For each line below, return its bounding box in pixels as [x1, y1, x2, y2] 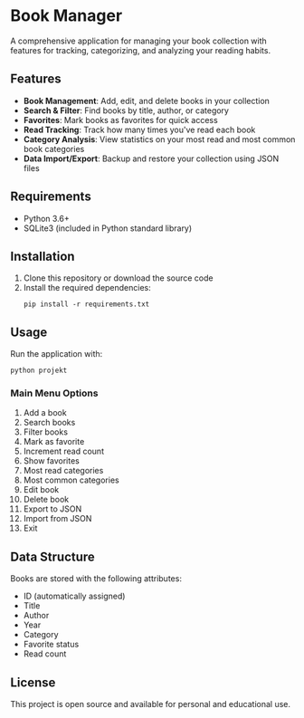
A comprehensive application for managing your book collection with [10, 35, 268, 46]
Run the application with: [10, 349, 103, 359]
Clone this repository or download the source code [23, 273, 214, 283]
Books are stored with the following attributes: [10, 573, 182, 584]
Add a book [23, 407, 67, 418]
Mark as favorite [23, 436, 85, 447]
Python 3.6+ [23, 213, 71, 224]
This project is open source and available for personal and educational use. [10, 699, 290, 710]
